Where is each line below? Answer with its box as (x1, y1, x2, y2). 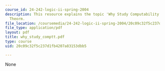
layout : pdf (5, 30, 29, 35)
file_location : (5, 21, 36, 26)
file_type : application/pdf (5, 25, 63, 30)
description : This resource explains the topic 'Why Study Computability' (5, 12, 162, 17)
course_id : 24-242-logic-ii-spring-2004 (5, 7, 89, 12)
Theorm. (9, 16, 26, 21)
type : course (5, 39, 32, 44)
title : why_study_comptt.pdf (5, 35, 65, 40)
